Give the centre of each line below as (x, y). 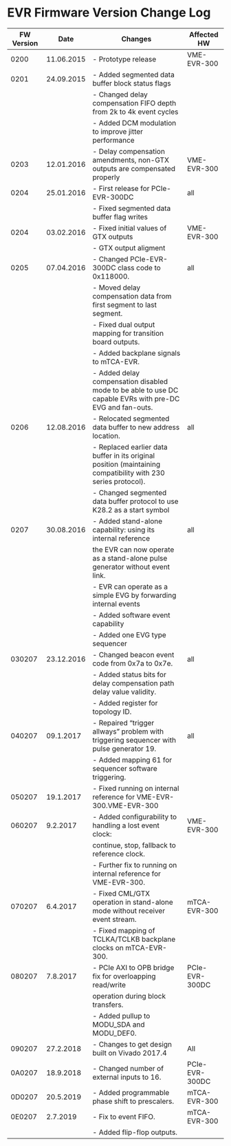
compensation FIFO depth (134, 103)
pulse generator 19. (124, 748)
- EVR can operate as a (130, 586)
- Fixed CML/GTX (121, 893)
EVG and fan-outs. (123, 407)
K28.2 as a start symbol (131, 510)
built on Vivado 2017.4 (130, 1053)
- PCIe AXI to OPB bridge (133, 967)
